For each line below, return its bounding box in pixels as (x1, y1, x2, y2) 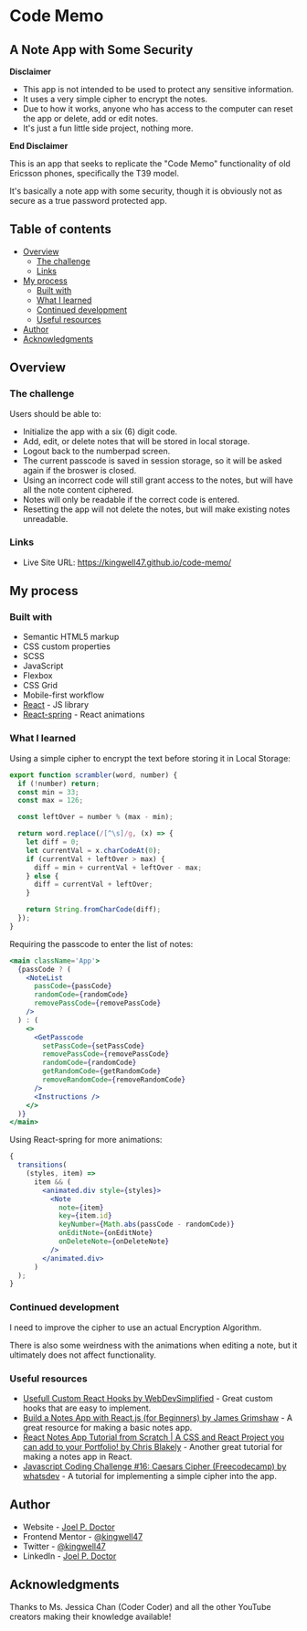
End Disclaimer (9, 141, 69, 151)
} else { (26, 871, 59, 880)
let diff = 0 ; (26, 837, 79, 847)
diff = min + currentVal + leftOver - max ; (33, 863, 203, 872)
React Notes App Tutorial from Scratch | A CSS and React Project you (22, 1432, 285, 1443)
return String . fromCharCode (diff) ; (26, 905, 162, 914)
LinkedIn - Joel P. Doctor (22, 1551, 117, 1562)
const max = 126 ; (17, 796, 84, 805)
